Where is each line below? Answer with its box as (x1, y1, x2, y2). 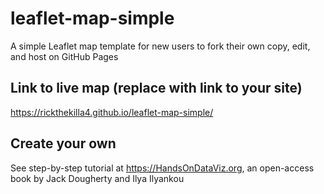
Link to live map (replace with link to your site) (10, 80, 303, 97)
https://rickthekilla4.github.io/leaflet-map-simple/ (10, 106, 214, 118)
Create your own (10, 135, 117, 152)
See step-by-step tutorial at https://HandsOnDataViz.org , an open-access (10, 162, 315, 174)
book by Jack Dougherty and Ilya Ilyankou (10, 172, 185, 184)
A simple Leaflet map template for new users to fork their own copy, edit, (10, 40, 311, 52)
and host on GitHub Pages (10, 50, 119, 62)
